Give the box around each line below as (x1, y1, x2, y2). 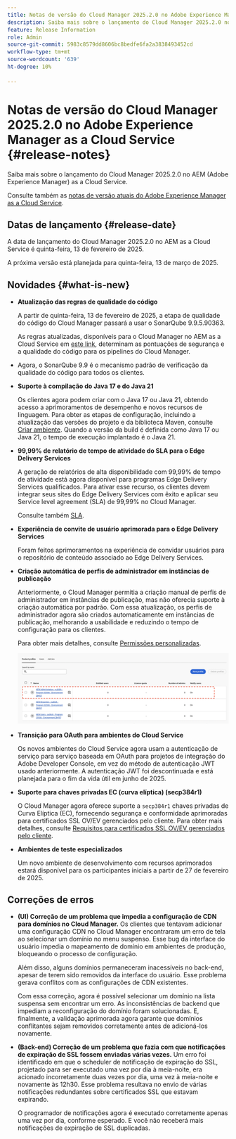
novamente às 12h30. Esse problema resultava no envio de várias (17, 1080, 207, 1089)
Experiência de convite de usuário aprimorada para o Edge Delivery (17, 525, 219, 534)
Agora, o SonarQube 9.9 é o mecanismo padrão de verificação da (17, 361, 209, 369)
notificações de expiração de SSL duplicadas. (17, 1124, 151, 1132)
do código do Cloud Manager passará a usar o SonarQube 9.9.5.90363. (17, 318, 225, 327)
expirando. (17, 1095, 49, 1104)
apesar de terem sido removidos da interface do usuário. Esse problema (17, 971, 227, 979)
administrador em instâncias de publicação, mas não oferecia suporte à (17, 596, 225, 604)
